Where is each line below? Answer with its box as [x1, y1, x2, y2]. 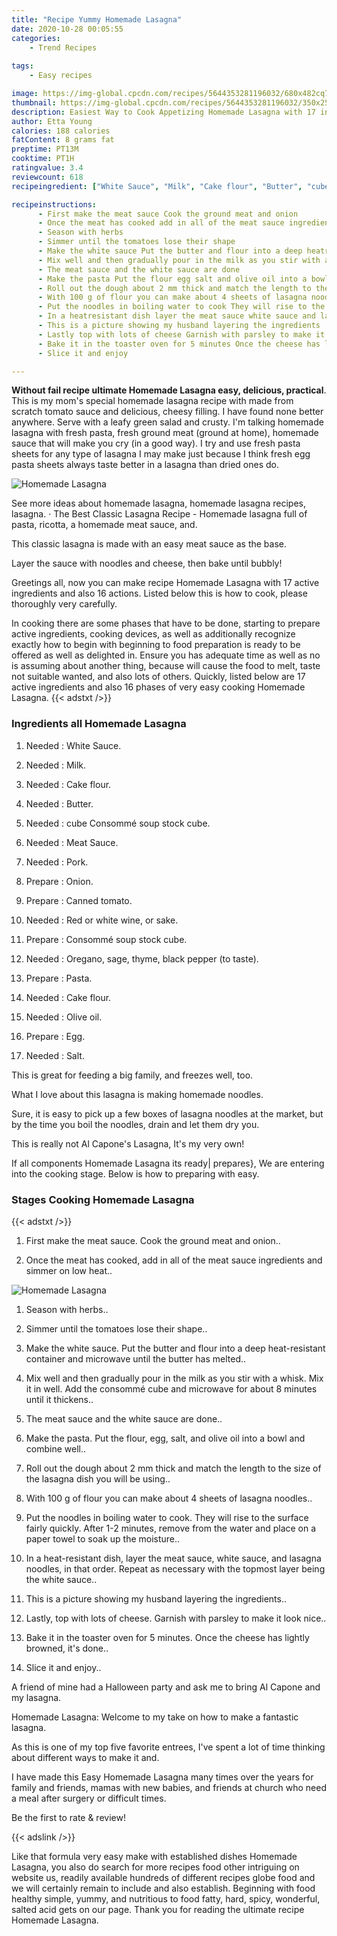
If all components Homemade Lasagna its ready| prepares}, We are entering [11, 1157, 325, 1169]
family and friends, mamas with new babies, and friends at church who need [11, 1781, 327, 1793]
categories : [11, 33, 61, 43]
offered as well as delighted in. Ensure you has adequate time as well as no [11, 649, 321, 661]
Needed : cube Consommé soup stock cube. [25, 817, 211, 829]
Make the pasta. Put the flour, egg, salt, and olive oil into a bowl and [25, 1432, 306, 1444]
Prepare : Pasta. [25, 972, 93, 984]
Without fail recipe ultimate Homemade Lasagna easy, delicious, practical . [11, 384, 327, 396]
